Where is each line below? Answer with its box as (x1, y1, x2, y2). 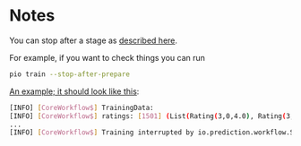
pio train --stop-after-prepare (9, 69, 130, 79)
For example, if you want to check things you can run (9, 52, 206, 63)
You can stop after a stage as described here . (9, 35, 177, 46)
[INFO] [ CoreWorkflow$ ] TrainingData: (9, 103, 154, 112)
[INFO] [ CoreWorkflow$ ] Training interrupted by (9, 128, 194, 137)
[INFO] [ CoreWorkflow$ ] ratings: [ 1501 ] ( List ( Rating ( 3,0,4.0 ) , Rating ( (9, 111, 287, 121)
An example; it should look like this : (9, 86, 140, 97)
